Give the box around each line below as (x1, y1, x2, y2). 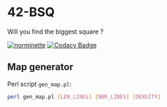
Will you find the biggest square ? (7, 27, 104, 36)
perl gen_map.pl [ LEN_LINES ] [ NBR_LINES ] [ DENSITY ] (7, 93, 161, 100)
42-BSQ (7, 4, 55, 20)
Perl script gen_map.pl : (7, 80, 72, 88)
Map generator (7, 61, 73, 73)
